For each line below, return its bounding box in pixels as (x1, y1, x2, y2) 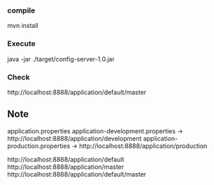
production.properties (7, 142, 71, 150)
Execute (7, 39, 36, 49)
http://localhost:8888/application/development (7, 134, 142, 142)
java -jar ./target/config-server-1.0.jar (7, 54, 115, 63)
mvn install (7, 22, 38, 30)
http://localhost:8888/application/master (7, 163, 124, 171)
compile (7, 6, 36, 15)
